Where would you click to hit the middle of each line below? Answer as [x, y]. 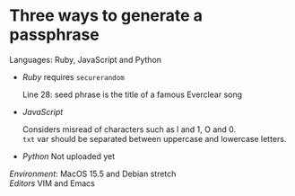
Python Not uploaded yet [68, 156]
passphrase [55, 35]
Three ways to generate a [106, 16]
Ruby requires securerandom [74, 76]
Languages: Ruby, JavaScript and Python [86, 59]
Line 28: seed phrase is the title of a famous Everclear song [132, 94]
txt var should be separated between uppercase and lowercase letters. [154, 138]
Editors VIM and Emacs [52, 183]
